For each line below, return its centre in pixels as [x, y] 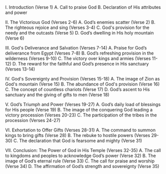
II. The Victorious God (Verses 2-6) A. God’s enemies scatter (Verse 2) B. [80, 22]
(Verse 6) [15, 38]
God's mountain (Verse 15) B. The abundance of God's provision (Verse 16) [82, 84]
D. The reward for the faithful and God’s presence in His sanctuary [80, 64]
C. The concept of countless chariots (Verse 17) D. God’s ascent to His [77, 89]
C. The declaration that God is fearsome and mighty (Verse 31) [78, 140]
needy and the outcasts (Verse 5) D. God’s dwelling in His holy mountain [79, 33]
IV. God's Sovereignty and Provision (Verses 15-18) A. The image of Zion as [82, 79]
